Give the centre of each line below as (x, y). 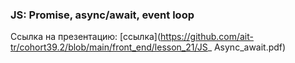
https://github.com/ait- (207, 37)
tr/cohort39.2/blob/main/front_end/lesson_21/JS (109, 47)
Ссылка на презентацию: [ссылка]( (86, 37)
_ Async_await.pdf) (247, 47)
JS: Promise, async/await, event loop (102, 15)
